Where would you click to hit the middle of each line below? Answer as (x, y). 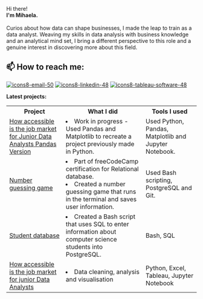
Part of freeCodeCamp (106, 161)
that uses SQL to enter (97, 224)
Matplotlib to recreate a (98, 136)
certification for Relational (102, 169)
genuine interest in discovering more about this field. (72, 47)
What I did (102, 111)
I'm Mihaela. (22, 15)
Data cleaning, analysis (107, 272)
